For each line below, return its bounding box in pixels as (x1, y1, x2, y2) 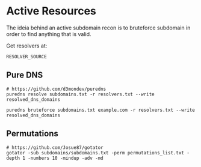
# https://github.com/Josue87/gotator (6, 144, 104, 151)
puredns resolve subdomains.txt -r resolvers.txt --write (6, 91, 155, 97)
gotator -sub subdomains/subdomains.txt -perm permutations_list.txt (6, 150, 185, 156)
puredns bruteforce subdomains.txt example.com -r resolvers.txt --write (6, 107, 196, 113)
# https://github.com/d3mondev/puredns (6, 86, 107, 92)
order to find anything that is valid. (6, 30, 91, 37)
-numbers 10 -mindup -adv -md (28, 155, 104, 161)
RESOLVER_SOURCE (6, 53, 47, 59)
